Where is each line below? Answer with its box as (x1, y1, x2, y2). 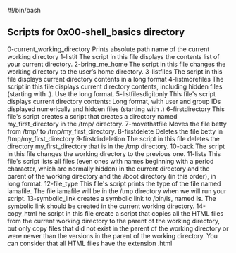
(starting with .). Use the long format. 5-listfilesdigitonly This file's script (7, 89, 216, 98)
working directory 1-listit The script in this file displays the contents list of (7, 52, 220, 60)
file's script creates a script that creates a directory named (7, 112, 178, 120)
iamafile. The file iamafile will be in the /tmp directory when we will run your (7, 186, 227, 195)
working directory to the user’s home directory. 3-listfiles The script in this (7, 67, 223, 76)
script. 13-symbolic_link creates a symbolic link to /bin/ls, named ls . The (7, 194, 216, 202)
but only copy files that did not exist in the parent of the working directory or (7, 224, 229, 233)
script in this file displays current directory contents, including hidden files (7, 82, 223, 91)
